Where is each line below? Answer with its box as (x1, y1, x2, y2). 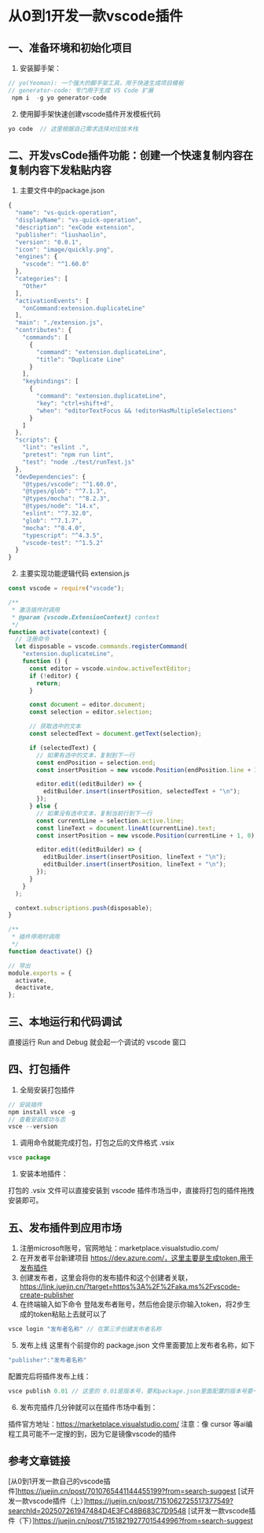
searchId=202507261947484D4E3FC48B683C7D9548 (8, 1506, 187, 1516)
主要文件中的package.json (19, 186, 105, 196)
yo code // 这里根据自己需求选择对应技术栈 (8, 125, 139, 132)
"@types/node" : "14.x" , (22, 502, 101, 510)
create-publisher (19, 1290, 75, 1300)
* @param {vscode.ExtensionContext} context (11, 613, 159, 621)
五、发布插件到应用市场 (8, 1221, 122, 1234)
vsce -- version (8, 1123, 58, 1131)
